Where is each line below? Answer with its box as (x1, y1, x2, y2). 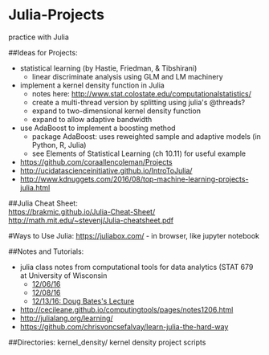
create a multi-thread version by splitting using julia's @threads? (31, 97, 246, 107)
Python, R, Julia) (31, 140, 87, 149)
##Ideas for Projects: (8, 47, 78, 57)
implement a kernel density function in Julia (19, 80, 165, 90)
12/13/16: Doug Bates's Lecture (31, 296, 135, 306)
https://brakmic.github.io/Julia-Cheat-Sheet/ (8, 206, 156, 216)
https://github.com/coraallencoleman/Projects (19, 157, 173, 166)
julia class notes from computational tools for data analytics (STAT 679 (19, 262, 254, 271)
